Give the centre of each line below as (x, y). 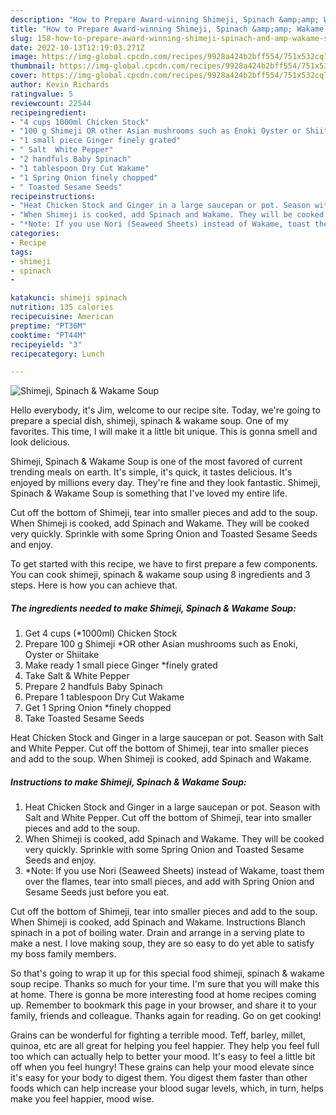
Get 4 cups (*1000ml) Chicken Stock (101, 633)
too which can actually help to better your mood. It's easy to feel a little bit (163, 1057)
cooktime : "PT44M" (48, 335)
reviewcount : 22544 (51, 103)
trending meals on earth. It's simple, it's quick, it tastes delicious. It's (151, 472)
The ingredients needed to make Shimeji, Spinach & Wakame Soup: (153, 608)
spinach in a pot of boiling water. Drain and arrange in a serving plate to (157, 933)
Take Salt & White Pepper (77, 676)
